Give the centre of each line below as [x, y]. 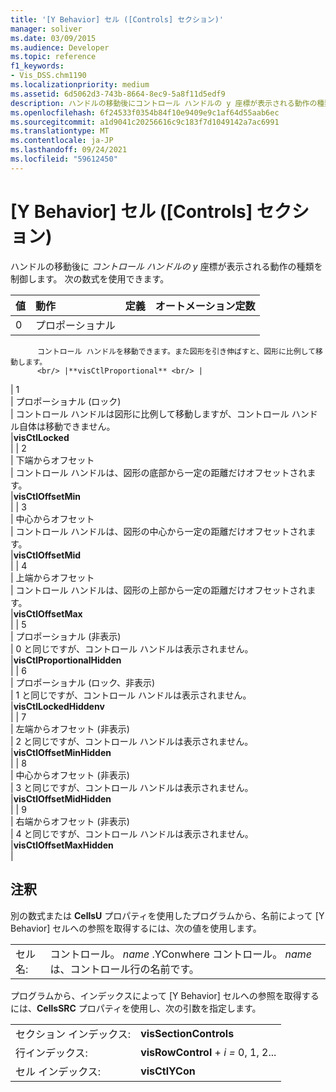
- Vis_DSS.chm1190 [48, 76]
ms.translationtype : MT [60, 131]
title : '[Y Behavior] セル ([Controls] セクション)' [117, 19]
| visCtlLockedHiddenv [57, 706]
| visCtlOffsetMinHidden [61, 752]
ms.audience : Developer [60, 47]
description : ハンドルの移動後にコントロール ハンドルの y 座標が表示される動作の [164, 103]
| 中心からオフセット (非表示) [70, 775]
